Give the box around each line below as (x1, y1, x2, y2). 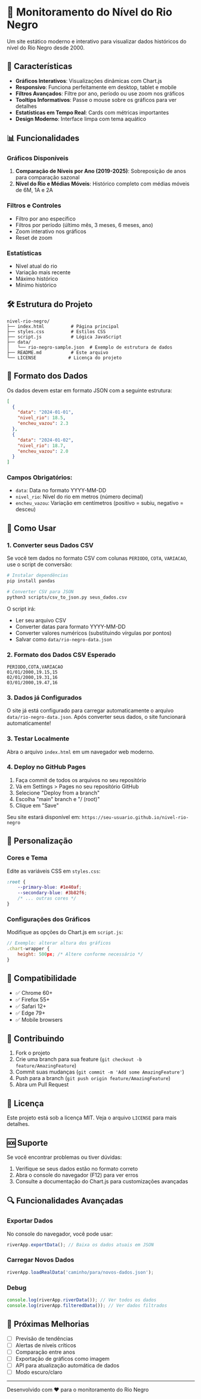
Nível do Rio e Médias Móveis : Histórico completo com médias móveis (15, 180, 190, 187)
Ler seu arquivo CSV (15, 616, 66, 623)
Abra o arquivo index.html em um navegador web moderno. (7, 748, 154, 755)
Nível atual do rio (15, 262, 57, 270)
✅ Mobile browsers (15, 1016, 63, 1023)
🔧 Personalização (7, 836, 73, 846)
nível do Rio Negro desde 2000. (7, 44, 85, 51)
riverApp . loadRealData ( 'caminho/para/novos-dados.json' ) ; (7, 1269, 154, 1275)
